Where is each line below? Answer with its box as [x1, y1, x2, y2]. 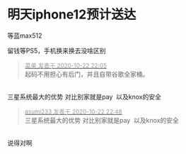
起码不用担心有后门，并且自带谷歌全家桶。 [24, 70, 149, 78]
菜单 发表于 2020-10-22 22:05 [24, 61, 107, 70]
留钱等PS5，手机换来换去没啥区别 [7, 46, 106, 55]
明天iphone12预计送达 [7, 6, 136, 23]
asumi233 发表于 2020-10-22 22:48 [24, 107, 122, 116]
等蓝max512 [7, 31, 42, 40]
